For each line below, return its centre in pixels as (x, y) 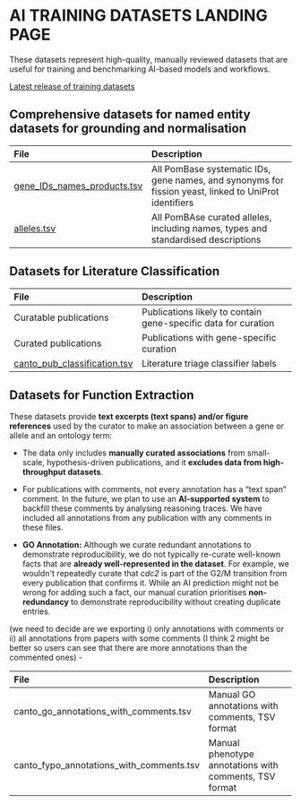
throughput (44, 472)
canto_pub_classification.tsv (73, 363)
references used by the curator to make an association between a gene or (147, 426)
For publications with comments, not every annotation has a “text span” (154, 489)
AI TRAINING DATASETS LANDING (138, 16)
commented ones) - (46, 658)
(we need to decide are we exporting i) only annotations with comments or (147, 629)
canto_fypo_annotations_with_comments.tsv (107, 766)
